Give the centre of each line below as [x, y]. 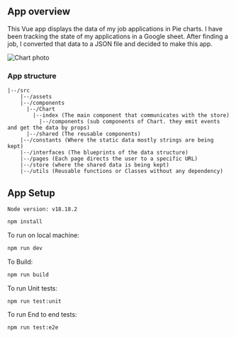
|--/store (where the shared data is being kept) [95, 165]
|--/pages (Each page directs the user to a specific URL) [109, 159]
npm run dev [25, 248]
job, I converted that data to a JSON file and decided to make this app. [110, 44]
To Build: [20, 261]
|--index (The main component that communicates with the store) [131, 116]
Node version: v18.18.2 [43, 209]
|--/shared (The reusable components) [83, 134]
